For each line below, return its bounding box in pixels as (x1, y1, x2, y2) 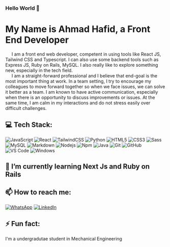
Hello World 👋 (5, 5, 40, 12)
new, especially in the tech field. (5, 67, 73, 73)
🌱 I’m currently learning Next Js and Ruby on (5, 162, 150, 171)
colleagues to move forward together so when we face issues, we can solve (5, 84, 165, 90)
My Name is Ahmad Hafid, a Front (5, 23, 151, 35)
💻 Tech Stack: (5, 121, 53, 129)
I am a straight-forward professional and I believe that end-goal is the (11, 72, 157, 78)
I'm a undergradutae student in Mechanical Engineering (5, 235, 123, 241)
